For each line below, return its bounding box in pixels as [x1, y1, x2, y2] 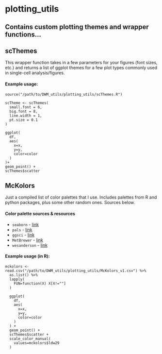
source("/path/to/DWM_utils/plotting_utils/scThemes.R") [5, 92, 123, 97]
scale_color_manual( [9, 336, 51, 341]
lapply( [9, 277, 25, 282]
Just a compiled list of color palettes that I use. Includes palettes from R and [5, 194, 157, 200]
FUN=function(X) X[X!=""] [14, 281, 66, 286]
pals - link [12, 227, 32, 233]
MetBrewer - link [12, 237, 44, 243]
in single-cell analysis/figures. [5, 70, 65, 76]
